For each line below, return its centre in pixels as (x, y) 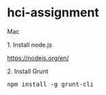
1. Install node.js (30, 44)
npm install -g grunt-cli (51, 84)
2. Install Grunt (28, 71)
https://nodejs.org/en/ (38, 58)
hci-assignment (53, 13)
